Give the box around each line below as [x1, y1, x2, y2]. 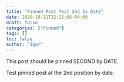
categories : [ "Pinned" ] [6, 25, 65, 31]
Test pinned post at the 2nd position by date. [6, 69, 115, 76]
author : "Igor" [6, 42, 43, 48]
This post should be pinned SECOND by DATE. [6, 57, 119, 65]
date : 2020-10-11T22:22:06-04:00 [6, 14, 88, 20]
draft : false [6, 19, 38, 25]
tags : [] [6, 31, 28, 37]
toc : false [6, 36, 33, 42]
